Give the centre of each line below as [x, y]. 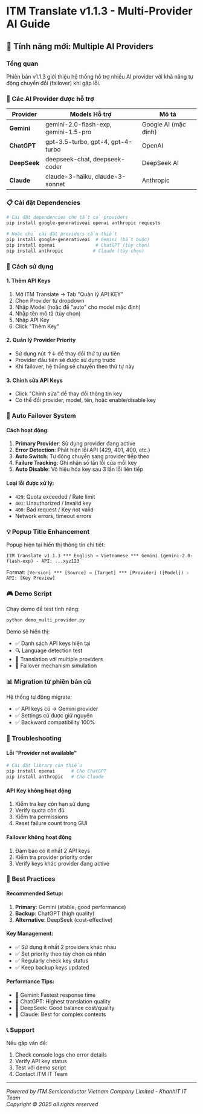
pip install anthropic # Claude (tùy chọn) [76, 251]
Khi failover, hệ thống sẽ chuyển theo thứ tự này [75, 366]
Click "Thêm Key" [37, 326]
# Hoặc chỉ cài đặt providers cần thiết [62, 234]
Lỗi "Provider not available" [42, 753]
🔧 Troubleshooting [34, 739]
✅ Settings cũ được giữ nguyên [54, 716]
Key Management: [30, 934]
